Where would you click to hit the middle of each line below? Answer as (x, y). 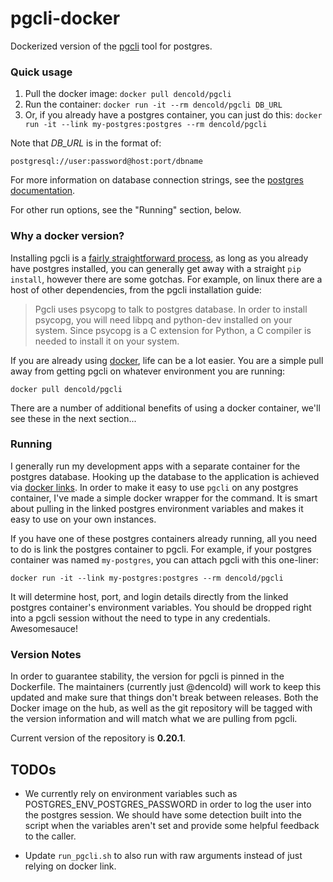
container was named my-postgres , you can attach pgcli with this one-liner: (165, 559)
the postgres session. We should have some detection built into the (163, 814)
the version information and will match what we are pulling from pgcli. (154, 719)
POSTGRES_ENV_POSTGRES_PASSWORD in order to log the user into (168, 804)
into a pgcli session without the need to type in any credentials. (140, 618)
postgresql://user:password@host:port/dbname (106, 162)
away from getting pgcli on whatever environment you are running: (148, 371)
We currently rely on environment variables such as (131, 793)
